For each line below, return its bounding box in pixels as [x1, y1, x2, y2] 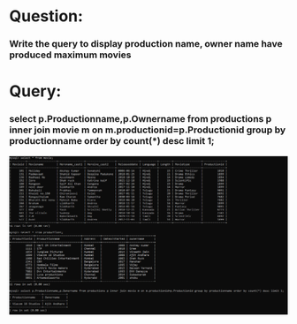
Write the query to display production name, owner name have [9, 38, 283, 50]
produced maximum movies [9, 49, 132, 61]
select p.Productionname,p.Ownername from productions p [9, 113, 272, 125]
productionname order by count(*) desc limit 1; [9, 135, 215, 147]
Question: [9, 6, 84, 26]
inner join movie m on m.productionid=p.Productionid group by [9, 124, 286, 136]
